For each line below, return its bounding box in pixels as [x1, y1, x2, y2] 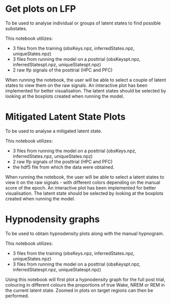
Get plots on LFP [5, 3, 76, 15]
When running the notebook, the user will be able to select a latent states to [5, 174, 164, 180]
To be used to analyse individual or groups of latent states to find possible [5, 20, 161, 26]
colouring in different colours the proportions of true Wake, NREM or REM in [5, 282, 165, 288]
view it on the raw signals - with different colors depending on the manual [5, 179, 161, 185]
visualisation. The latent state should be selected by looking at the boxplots [5, 190, 164, 196]
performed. [5, 292, 29, 299]
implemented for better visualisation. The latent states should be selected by [5, 87, 166, 93]
